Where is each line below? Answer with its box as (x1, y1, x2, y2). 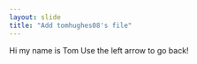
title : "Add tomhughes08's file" (9, 21, 133, 30)
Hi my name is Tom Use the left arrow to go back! (9, 45, 189, 55)
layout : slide (9, 12, 62, 22)
